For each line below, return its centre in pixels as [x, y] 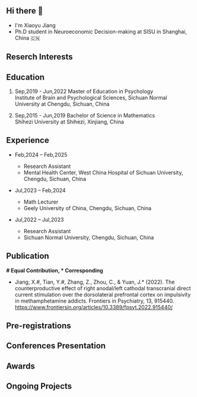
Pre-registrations [39, 326]
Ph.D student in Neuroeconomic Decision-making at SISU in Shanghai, [101, 31]
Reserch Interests [39, 57]
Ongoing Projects [39, 386]
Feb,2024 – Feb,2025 [41, 154]
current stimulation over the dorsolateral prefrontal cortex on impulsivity [103, 294]
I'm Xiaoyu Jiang [35, 25]
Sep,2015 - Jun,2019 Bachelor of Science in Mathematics [85, 116]
